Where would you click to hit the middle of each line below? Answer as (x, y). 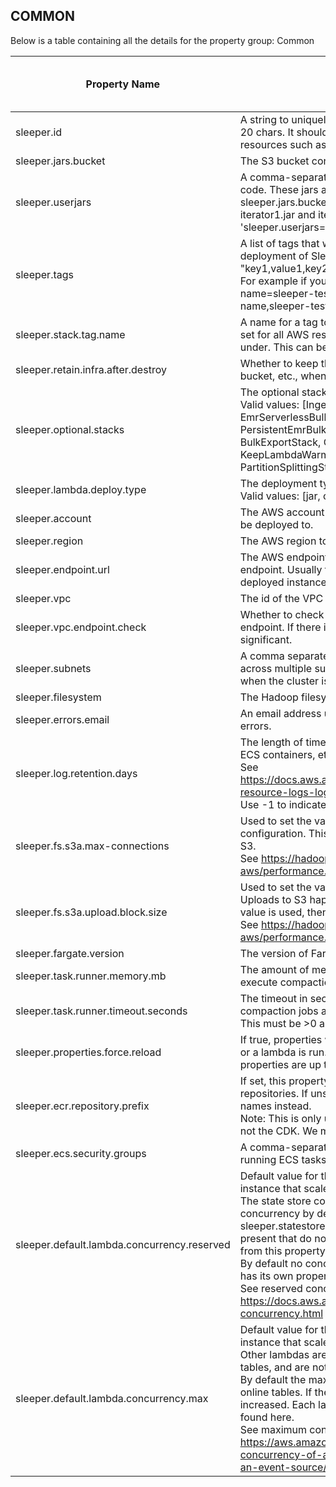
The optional (269, 392)
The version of (274, 953)
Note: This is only (280, 1118)
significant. (266, 639)
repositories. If (273, 1093)
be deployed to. (276, 524)
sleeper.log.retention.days (76, 773)
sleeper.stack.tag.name (70, 334)
